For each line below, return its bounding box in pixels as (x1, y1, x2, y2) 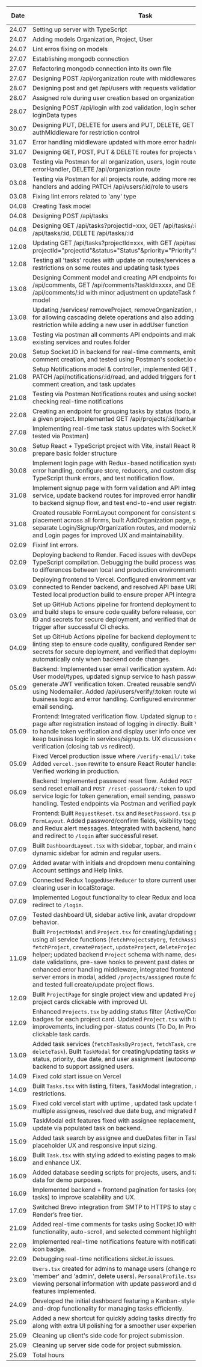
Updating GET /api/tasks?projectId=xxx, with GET (32, 239, 173, 247)
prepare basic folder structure (32, 449, 117, 457)
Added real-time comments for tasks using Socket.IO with (32, 1220, 197, 1228)
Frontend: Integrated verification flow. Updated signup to (32, 712, 193, 720)
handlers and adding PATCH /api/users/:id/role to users (32, 183, 188, 191)
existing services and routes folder (32, 338, 130, 346)
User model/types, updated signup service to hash (32, 673, 176, 680)
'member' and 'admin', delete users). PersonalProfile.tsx (32, 1272, 197, 1280)
